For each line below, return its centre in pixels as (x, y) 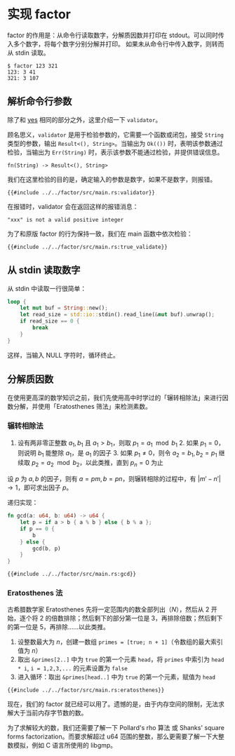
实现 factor (39, 14)
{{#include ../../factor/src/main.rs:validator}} (81, 193)
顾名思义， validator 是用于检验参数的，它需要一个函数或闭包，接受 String (116, 135)
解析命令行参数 (40, 101)
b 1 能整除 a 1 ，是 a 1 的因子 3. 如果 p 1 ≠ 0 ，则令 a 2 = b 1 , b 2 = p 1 (127, 453)
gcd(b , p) (47, 548)
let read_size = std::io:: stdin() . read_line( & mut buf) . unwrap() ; (117, 315)
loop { (17, 302)
